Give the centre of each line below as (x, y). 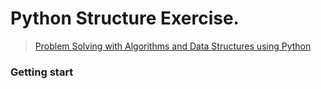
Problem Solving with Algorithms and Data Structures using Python (173, 46)
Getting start (42, 72)
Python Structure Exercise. (125, 18)
